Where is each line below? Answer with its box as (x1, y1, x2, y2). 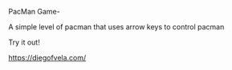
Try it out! (8, 37, 40, 47)
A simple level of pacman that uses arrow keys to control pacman (8, 22, 225, 31)
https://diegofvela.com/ (8, 53, 87, 62)
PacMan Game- (8, 7, 60, 16)
